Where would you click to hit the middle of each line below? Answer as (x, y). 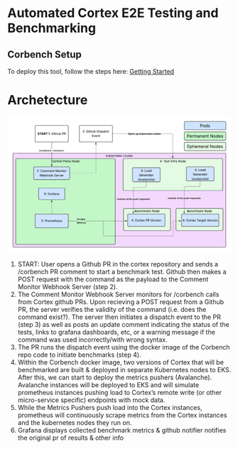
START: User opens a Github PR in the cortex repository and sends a (118, 264)
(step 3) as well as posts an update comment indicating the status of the (123, 324)
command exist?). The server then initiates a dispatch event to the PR (119, 317)
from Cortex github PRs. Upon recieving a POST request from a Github (121, 302)
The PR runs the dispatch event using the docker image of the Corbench (124, 347)
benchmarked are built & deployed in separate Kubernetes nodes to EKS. (124, 369)
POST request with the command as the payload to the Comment (113, 279)
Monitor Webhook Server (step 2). (67, 286)
